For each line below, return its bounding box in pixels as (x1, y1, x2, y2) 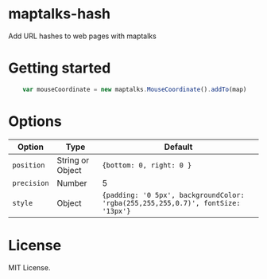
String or (56, 155, 90, 166)
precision (12, 179, 49, 187)
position (12, 160, 45, 170)
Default (164, 141, 193, 152)
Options (8, 112, 62, 130)
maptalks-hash (8, 5, 111, 23)
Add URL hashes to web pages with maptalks (8, 31, 157, 41)
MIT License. (8, 262, 51, 272)
